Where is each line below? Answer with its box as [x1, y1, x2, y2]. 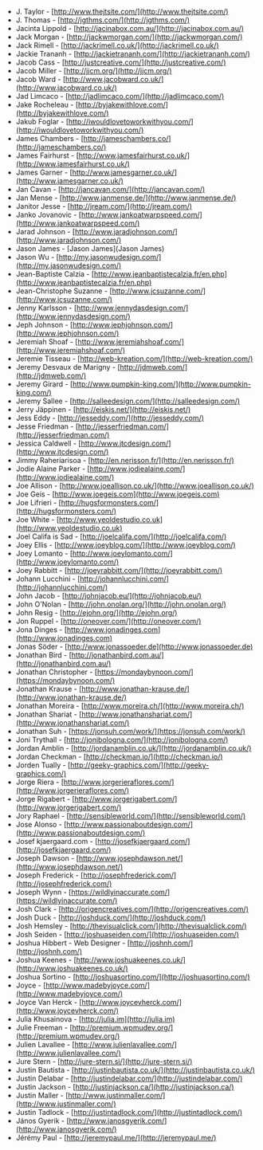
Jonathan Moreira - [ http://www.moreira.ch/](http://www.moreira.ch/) [15, 701, 245, 710]
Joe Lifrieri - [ [15, 498, 61, 507]
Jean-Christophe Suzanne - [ [15, 286, 113, 296]
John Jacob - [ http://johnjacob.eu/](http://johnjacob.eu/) [15, 591, 202, 600]
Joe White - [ [15, 515, 60, 524]
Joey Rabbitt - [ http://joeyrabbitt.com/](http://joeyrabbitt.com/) [15, 566, 223, 575]
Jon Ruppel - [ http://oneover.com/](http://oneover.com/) [15, 617, 202, 626]
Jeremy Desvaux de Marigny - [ [15, 363, 121, 371]
